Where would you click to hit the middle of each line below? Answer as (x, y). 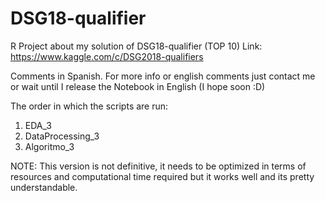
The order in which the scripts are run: (89, 106)
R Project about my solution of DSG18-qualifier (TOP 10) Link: (136, 46)
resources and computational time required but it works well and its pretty (162, 176)
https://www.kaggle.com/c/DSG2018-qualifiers (107, 56)
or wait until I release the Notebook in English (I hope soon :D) (138, 86)
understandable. (44, 187)
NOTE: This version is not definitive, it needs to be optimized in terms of (158, 166)
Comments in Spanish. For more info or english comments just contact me (163, 76)
